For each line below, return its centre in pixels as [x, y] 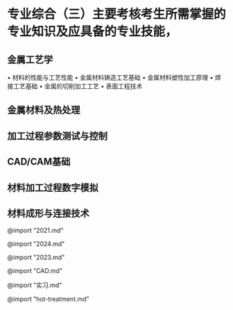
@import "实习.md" [35, 285]
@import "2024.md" [36, 244]
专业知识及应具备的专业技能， [93, 32]
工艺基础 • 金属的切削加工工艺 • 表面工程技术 [78, 86]
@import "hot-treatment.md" [49, 299]
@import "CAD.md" [35, 271]
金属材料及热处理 [44, 110]
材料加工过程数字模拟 [53, 187]
